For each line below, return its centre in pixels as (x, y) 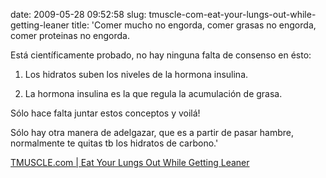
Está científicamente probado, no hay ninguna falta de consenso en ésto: (161, 55)
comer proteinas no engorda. (70, 35)
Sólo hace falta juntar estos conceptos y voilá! (105, 113)
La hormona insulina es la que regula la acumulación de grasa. (153, 93)
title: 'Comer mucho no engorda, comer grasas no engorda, (194, 25)
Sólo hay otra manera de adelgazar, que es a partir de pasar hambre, (152, 132)
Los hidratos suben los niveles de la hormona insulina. (136, 74)
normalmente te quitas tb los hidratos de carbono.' (114, 143)
